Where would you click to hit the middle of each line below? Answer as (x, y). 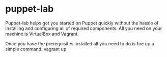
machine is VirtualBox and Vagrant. (42, 34)
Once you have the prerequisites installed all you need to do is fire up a (80, 43)
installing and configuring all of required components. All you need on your (84, 28)
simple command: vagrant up (36, 49)
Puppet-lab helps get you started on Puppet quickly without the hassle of (82, 23)
